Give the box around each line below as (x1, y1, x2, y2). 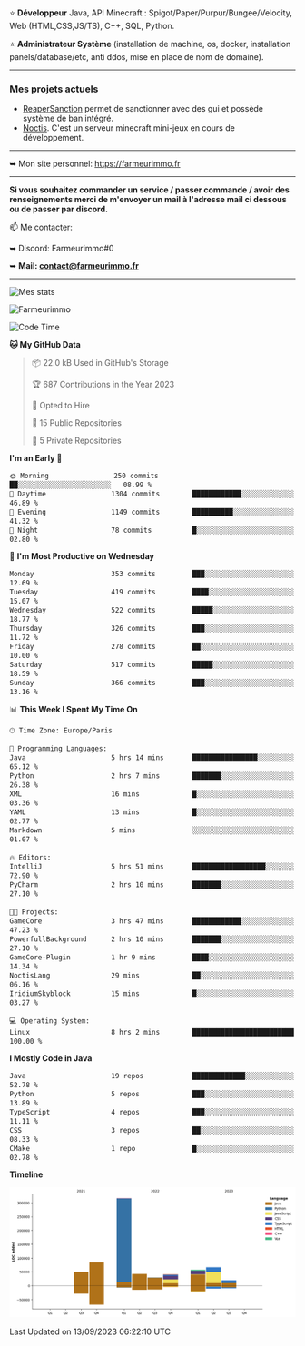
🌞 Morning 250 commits (9, 471, 159, 481)
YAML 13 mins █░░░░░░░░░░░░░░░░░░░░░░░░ (9, 808, 295, 817)
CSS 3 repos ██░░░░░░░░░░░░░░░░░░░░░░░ (9, 1126, 295, 1135)
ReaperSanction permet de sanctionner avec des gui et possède (22, 103, 264, 114)
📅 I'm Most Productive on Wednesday (9, 551, 154, 562)
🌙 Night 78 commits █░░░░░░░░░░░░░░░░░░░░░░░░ (9, 526, 295, 535)
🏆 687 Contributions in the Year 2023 (31, 379, 175, 390)
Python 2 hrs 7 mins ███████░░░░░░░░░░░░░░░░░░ (9, 771, 295, 781)
